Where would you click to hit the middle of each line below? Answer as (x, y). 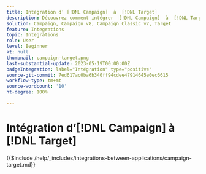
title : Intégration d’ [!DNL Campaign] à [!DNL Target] (82, 12)
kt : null (17, 52)
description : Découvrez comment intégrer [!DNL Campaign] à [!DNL (97, 18)
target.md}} (21, 164)
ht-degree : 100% (27, 92)
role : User (20, 41)
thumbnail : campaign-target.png (48, 58)
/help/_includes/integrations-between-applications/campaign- (113, 158)
